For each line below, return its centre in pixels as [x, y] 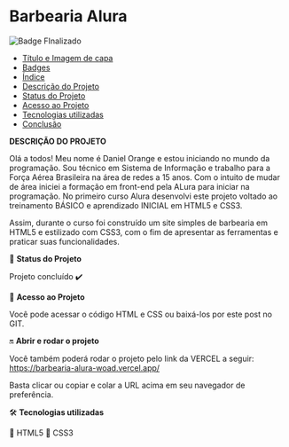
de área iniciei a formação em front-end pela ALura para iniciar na [129, 186]
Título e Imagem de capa [67, 58]
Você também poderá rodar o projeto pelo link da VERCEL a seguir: [132, 358]
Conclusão [42, 124]
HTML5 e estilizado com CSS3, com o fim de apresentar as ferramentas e [144, 231]
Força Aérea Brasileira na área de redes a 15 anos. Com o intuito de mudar [145, 177]
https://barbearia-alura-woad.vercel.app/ [85, 368]
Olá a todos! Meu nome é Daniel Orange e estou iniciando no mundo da [140, 158]
